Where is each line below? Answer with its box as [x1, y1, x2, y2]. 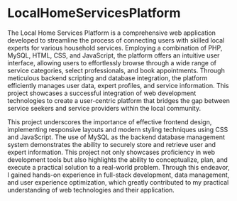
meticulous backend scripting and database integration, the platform [7, 73, 208, 82]
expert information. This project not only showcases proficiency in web [7, 148, 215, 156]
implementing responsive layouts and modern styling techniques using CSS [7, 125, 228, 134]
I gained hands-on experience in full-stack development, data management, [7, 170, 230, 179]
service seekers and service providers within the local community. [7, 104, 201, 112]
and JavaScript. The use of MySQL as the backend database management [7, 133, 225, 141]
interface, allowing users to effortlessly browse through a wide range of [7, 58, 217, 67]
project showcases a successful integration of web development [7, 89, 197, 97]
